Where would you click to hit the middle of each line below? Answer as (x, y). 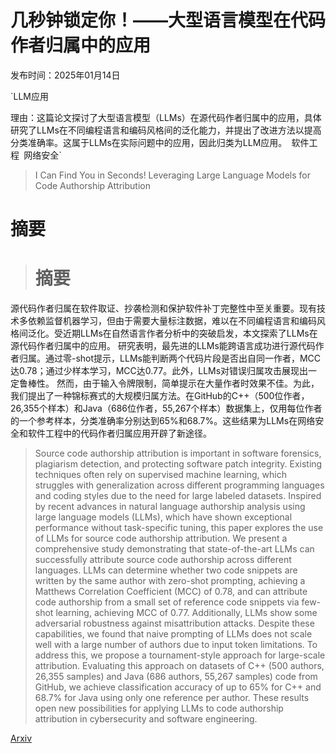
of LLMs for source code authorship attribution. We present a (161, 538)
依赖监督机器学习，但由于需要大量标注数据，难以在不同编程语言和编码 (172, 321)
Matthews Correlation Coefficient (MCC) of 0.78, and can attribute (171, 592)
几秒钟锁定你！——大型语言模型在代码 (168, 20)
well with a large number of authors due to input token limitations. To (176, 645)
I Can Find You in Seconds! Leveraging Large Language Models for (172, 175)
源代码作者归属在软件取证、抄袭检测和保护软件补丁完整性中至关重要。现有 (163, 308)
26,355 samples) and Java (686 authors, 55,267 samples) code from (176, 677)
